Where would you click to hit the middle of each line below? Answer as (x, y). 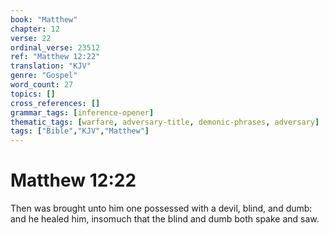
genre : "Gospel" (44, 76)
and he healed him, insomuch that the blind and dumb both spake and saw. (165, 219)
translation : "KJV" (51, 66)
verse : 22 (31, 38)
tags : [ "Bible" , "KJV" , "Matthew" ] (80, 131)
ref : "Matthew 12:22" (55, 57)
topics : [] (33, 94)
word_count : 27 (42, 85)
